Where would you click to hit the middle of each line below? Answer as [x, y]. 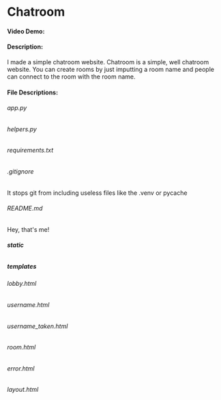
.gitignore [20, 171]
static [15, 245]
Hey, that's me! [28, 229]
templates [22, 267]
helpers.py [22, 129]
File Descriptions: [33, 92]
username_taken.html [38, 326]
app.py [17, 108]
